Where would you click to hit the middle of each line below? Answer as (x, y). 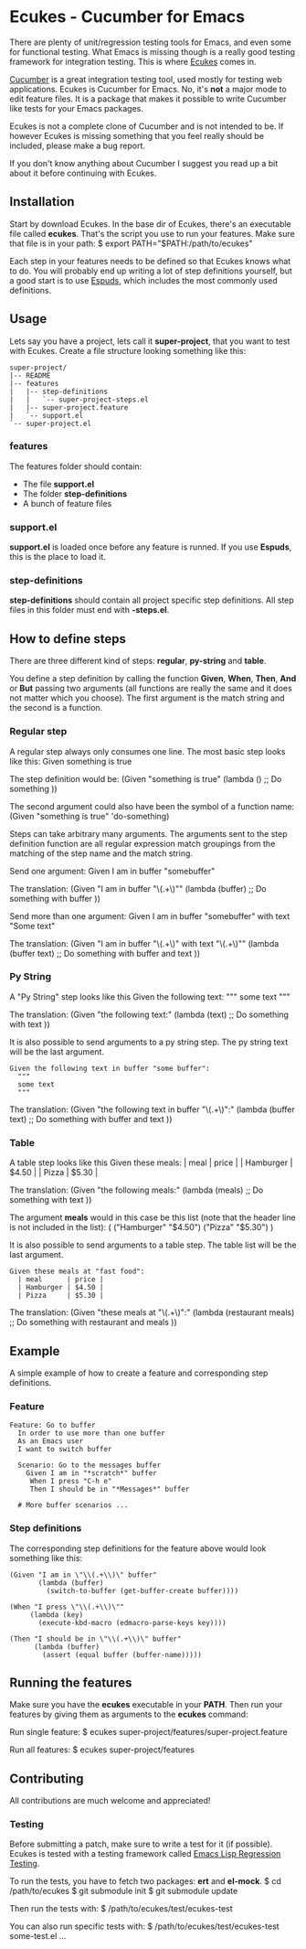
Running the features (71, 1682)
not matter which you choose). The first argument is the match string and (147, 698)
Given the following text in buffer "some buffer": (110, 1068)
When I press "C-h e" (71, 1482)
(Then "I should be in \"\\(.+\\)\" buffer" (95, 1639)
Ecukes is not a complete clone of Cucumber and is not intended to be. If (147, 126)
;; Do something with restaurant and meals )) (94, 1323)
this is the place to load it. (58, 557)
